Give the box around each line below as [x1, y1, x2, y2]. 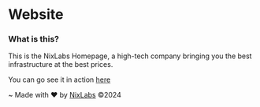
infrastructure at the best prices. [8, 60, 113, 69]
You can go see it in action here [8, 75, 111, 84]
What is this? [8, 34, 59, 45]
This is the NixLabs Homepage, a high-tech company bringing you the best [8, 51, 252, 61]
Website [8, 6, 64, 24]
